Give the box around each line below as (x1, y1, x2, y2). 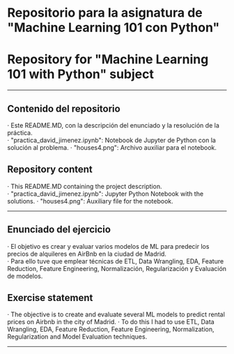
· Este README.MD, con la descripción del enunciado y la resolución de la (7, 121, 219, 130)
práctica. (7, 128, 33, 137)
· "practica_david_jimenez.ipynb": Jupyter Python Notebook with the (7, 190, 204, 198)
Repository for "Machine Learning (7, 52, 209, 68)
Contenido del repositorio (7, 102, 120, 114)
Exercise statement (7, 291, 93, 304)
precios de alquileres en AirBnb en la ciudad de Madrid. (7, 249, 167, 258)
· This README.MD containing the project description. (7, 182, 162, 190)
